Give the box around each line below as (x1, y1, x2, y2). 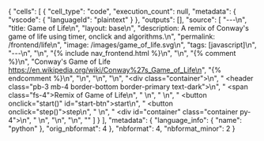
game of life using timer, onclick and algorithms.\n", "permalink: (8, 32, 216, 41)
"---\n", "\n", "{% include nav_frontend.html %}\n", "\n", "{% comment (8, 49, 236, 58)
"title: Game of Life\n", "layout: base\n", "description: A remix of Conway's (8, 24, 249, 32)
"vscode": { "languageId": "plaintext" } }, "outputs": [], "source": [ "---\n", (8, 15, 247, 24)
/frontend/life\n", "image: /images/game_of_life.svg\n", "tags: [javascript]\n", (8, 40, 257, 50)
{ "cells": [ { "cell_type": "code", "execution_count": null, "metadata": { (8, 7, 237, 16)
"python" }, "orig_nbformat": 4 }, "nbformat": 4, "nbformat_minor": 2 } (8, 124, 236, 133)
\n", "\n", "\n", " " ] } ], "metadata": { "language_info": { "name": (38, 116, 243, 124)
